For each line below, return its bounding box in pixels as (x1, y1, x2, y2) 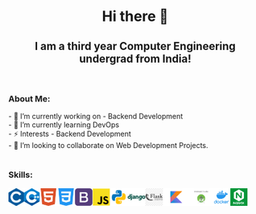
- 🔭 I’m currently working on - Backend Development (8, 112, 184, 121)
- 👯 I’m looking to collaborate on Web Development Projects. (8, 141, 209, 150)
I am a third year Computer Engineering (35, 39, 236, 53)
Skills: (8, 169, 34, 180)
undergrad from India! (79, 51, 192, 65)
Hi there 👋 (101, 7, 169, 26)
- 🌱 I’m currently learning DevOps (8, 120, 119, 130)
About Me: (8, 93, 51, 104)
